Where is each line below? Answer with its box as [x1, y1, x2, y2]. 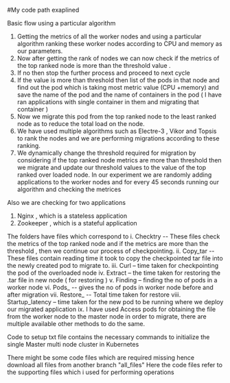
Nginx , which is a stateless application [16, 212, 128, 220]
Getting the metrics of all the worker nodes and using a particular [16, 32, 202, 40]
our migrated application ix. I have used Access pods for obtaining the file [7, 305, 216, 313]
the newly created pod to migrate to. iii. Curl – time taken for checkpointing [7, 262, 219, 269]
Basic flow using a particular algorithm [7, 19, 116, 27]
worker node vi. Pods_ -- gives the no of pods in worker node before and [7, 284, 214, 291]
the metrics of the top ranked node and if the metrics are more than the [7, 240, 209, 247]
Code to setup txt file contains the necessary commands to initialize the [7, 333, 210, 341]
